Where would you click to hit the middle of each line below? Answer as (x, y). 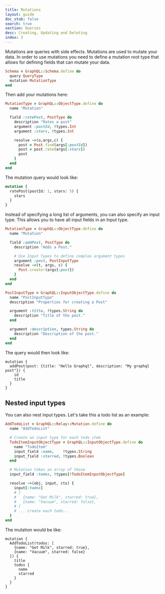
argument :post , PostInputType (46, 261)
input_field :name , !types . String (53, 451)
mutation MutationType (33, 81)
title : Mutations (23, 10)
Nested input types (35, 403)
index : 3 (14, 38)
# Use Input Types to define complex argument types (70, 256)
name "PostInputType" (32, 297)
